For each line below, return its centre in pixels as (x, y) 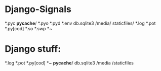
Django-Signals (38, 9)
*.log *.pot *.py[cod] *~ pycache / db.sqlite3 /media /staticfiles (69, 63)
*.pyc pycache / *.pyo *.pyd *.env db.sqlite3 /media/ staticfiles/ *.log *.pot (80, 23)
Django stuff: (33, 49)
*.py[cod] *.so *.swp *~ (29, 28)
